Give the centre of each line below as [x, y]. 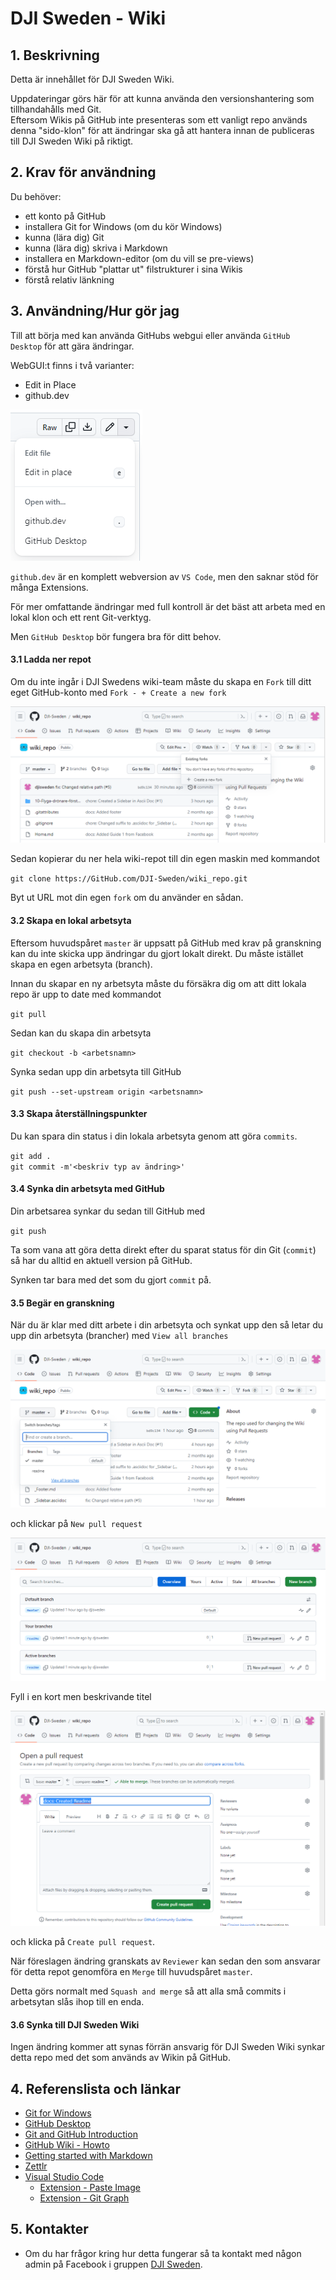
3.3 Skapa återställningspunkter [79, 1114]
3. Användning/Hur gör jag [95, 311]
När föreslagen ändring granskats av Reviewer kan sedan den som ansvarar [165, 1961]
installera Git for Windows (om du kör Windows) [123, 226]
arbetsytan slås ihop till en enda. [77, 2002]
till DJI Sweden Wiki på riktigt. [72, 141]
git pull [28, 1014]
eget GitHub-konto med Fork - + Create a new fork [118, 692]
